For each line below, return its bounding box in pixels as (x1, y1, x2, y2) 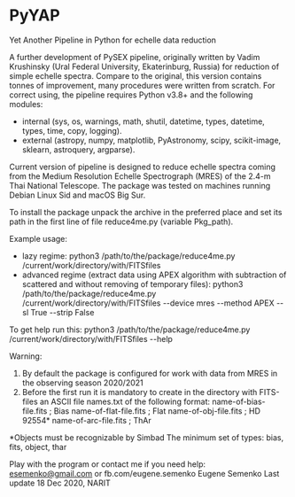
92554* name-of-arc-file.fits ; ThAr (21, 415, 152, 425)
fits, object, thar (9, 441, 67, 452)
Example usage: (9, 233, 68, 244)
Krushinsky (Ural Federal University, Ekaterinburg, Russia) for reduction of (9, 61, 280, 72)
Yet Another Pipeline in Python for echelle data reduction (9, 35, 217, 45)
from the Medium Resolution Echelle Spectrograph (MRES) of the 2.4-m (9, 170, 271, 182)
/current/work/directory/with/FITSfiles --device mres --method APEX (21, 298, 275, 308)
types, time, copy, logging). (21, 125, 122, 136)
